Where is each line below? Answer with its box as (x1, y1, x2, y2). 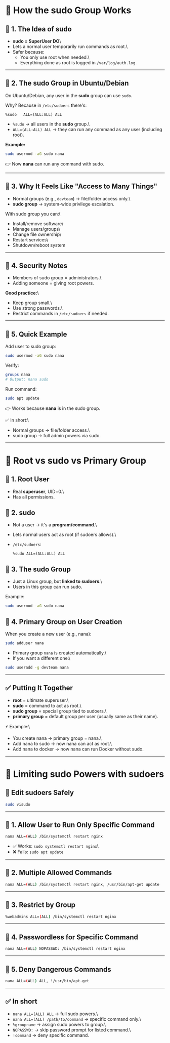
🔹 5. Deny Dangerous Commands (5, 965, 111, 974)
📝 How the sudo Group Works (5, 5, 132, 16)
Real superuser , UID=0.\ (12, 488, 64, 494)
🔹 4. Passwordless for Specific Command (5, 933, 138, 941)
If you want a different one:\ (12, 655, 71, 661)
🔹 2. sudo (5, 509, 35, 517)
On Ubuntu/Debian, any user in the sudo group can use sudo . (5, 92, 133, 98)
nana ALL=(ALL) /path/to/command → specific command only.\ (12, 1016, 141, 1022)
